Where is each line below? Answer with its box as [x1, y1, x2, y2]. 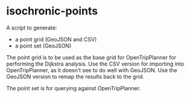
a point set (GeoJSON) [14, 42, 72, 49]
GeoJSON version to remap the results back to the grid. [6, 73, 145, 80]
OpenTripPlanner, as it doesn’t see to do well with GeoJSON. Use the [6, 66, 177, 73]
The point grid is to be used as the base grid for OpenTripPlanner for [6, 54, 177, 61]
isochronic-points [6, 4, 98, 18]
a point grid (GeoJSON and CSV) [14, 35, 97, 43]
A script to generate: [6, 24, 57, 31]
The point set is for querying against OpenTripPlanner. [6, 84, 141, 91]
